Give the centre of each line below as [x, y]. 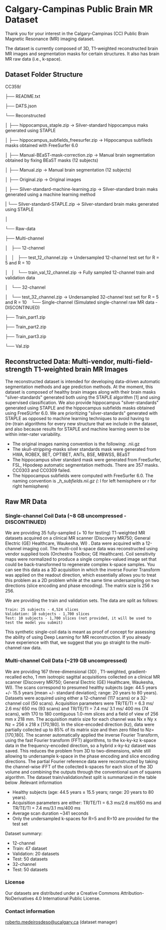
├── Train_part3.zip [26, 336]
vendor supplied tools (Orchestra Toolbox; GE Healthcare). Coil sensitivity [81, 554]
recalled [13, 676]
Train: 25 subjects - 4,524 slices [42, 610]
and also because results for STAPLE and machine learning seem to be [78, 429]
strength [19, 370]
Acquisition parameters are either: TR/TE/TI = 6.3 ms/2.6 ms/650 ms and [87, 803]
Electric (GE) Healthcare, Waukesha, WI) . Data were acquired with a [75, 543]
